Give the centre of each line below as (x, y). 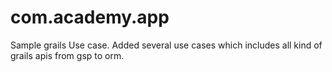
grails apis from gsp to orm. (67, 55)
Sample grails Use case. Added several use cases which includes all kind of (166, 45)
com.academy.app (90, 17)
